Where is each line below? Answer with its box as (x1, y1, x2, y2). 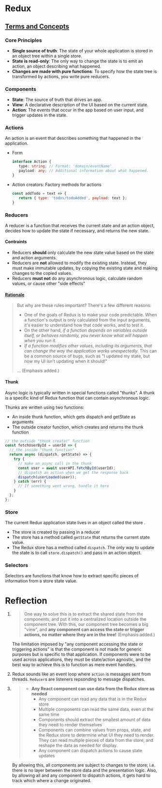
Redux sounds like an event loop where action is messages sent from (12, 671, 151, 677)
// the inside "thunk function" (9, 448, 75, 453)
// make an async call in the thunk (17, 461, 92, 466)
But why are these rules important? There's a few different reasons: (16, 302, 151, 308)
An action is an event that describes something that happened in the (5, 135, 141, 141)
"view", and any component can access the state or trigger (24, 627, 145, 633)
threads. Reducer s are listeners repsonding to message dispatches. (12, 676, 146, 682)
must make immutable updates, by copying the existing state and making (12, 265, 158, 271)
